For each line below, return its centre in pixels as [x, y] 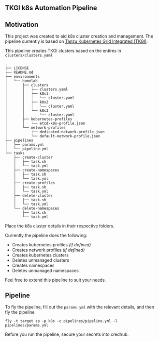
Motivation [22, 25]
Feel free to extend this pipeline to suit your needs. [56, 280]
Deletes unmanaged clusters [40, 260]
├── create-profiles [34, 183]
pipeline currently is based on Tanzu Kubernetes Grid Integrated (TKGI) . [77, 41]
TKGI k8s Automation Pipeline [51, 8]
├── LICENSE [17, 68]
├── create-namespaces [36, 170]
